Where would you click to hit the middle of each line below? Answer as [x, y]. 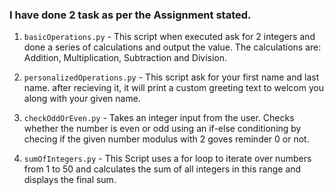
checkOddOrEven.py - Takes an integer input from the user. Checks [159, 118]
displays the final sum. [70, 180]
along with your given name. [82, 99]
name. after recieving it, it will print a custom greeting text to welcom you [174, 88]
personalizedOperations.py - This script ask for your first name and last [171, 77]
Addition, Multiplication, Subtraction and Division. [125, 58]
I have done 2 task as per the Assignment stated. [130, 15]
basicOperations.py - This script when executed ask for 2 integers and [169, 37]
